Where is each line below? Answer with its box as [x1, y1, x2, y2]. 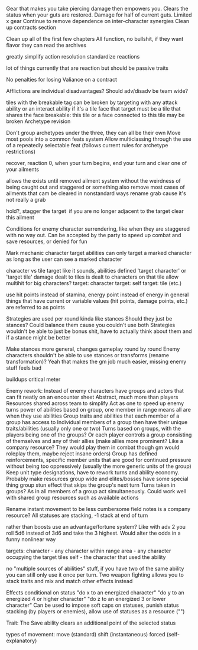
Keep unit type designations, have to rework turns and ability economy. [6, 469, 180, 476]
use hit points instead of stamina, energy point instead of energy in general [6, 291, 189, 298]
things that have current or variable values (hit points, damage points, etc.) [6, 297, 188, 304]
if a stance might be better [6, 334, 71, 341]
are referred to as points [6, 304, 65, 311]
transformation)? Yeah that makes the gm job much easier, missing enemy [6, 358, 187, 365]
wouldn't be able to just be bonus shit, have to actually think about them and [6, 328, 192, 335]
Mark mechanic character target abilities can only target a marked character [6, 250, 192, 256]
